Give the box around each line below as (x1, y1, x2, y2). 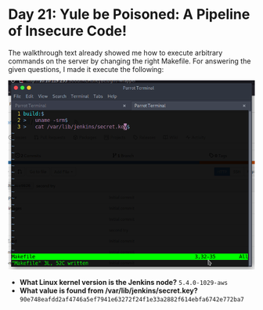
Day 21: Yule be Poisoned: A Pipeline (8, 5, 250, 23)
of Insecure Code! (8, 22, 128, 40)
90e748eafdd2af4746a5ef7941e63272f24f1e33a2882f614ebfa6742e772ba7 (19, 296, 244, 304)
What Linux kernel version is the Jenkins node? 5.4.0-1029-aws (19, 278, 229, 287)
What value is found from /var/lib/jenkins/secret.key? (19, 286, 198, 295)
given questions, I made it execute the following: (8, 64, 164, 74)
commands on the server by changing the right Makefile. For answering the (8, 56, 251, 66)
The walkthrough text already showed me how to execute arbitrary (8, 48, 223, 57)
